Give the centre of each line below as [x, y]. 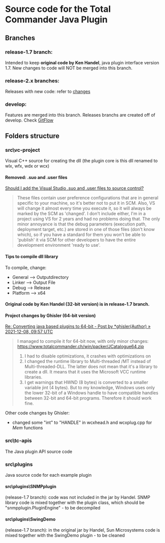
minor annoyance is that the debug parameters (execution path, [82, 224]
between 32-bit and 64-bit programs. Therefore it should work [88, 398]
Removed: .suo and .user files [36, 177]
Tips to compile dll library [32, 256]
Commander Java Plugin [56, 20]
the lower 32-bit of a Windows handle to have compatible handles [91, 393]
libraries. [33, 377]
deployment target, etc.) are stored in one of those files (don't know [86, 229]
